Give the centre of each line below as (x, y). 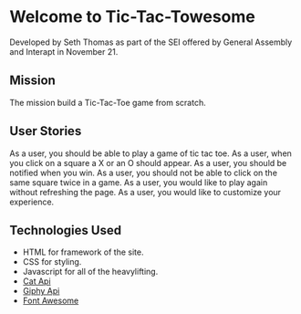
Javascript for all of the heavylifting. (90, 272)
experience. (32, 202)
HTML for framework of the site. (83, 252)
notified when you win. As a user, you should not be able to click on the (144, 173)
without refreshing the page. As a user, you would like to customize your (145, 192)
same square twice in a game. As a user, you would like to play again (139, 182)
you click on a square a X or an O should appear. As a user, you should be (148, 162)
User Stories (46, 131)
